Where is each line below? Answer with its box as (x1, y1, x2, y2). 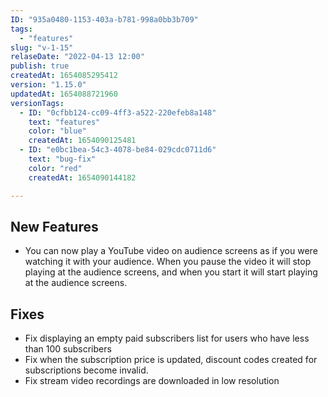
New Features (10, 218, 99, 235)
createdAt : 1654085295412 (10, 71, 118, 81)
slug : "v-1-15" (10, 42, 74, 53)
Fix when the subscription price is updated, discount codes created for (24, 354, 318, 366)
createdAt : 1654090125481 (28, 136, 137, 146)
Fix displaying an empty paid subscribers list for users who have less (24, 332, 310, 345)
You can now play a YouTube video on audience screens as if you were (24, 245, 318, 257)
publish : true (10, 61, 70, 71)
